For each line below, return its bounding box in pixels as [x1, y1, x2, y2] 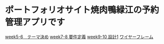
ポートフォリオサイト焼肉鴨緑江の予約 [5, 4, 160, 16]
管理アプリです [5, 17, 65, 28]
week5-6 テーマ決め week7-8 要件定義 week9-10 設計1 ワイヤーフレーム [5, 34, 154, 40]
